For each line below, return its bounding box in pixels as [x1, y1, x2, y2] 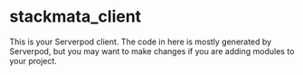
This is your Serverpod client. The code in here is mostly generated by [9, 36, 272, 47]
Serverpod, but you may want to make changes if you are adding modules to [9, 45, 295, 56]
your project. [9, 55, 57, 66]
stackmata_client [9, 6, 142, 27]
